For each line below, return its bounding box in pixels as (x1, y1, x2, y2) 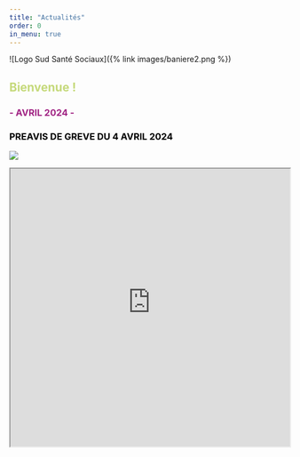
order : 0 (9, 21, 42, 30)
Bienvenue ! (9, 79, 77, 94)
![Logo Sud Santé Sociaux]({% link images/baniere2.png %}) (9, 54, 232, 65)
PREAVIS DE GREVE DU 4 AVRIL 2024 (9, 130, 173, 142)
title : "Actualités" (9, 12, 86, 22)
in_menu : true (9, 29, 62, 38)
